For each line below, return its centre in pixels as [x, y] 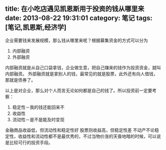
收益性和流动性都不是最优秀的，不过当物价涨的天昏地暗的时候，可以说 [89, 136]
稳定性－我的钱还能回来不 [38, 107]
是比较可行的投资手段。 [29, 142]
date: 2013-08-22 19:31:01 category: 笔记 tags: [79, 18]
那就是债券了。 [20, 80]
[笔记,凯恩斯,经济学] [36, 27]
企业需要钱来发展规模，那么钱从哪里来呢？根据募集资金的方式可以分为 [77, 40]
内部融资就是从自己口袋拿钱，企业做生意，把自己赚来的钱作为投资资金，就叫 [83, 67]
